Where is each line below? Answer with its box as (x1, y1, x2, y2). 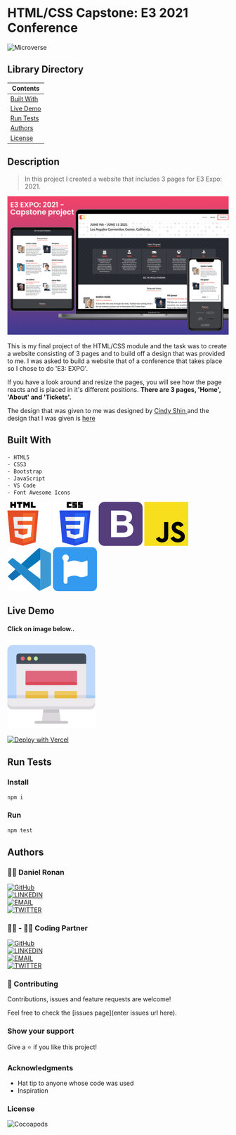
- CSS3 (7, 461, 27, 468)
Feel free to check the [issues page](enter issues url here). (7, 1008, 177, 1017)
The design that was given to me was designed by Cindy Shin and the (7, 406, 209, 414)
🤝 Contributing (7, 979, 58, 989)
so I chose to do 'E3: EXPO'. (7, 364, 88, 372)
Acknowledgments (7, 1063, 74, 1072)
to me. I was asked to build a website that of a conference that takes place (7, 357, 223, 365)
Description (7, 156, 60, 168)
